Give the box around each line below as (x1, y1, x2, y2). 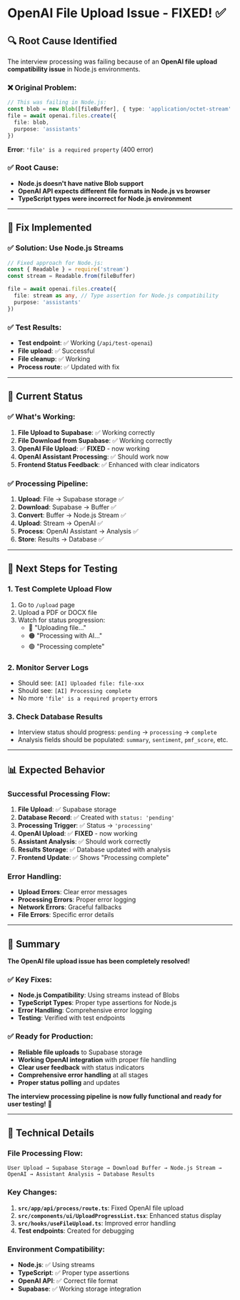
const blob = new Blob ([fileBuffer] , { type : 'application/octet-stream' (7, 106, 232, 113)
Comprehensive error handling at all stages (17, 1070, 149, 1079)
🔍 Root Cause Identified (7, 34, 118, 47)
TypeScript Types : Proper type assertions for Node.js (17, 999, 177, 1007)
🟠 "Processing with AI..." (28, 631, 103, 640)
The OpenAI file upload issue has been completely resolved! (7, 957, 191, 966)
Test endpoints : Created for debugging (17, 1226, 134, 1235)
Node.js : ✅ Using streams (17, 1260, 95, 1269)
